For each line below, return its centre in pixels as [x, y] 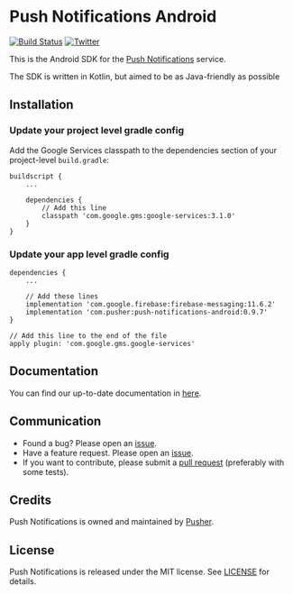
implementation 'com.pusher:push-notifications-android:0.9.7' [147, 312]
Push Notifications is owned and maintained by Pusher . [112, 522]
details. [23, 581]
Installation [41, 105]
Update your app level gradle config [89, 254]
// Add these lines [62, 296]
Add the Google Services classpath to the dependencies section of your [143, 150]
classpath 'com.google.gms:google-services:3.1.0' [139, 215]
